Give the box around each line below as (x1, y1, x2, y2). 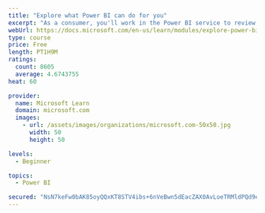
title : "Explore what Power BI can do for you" (8, 11, 168, 20)
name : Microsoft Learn (15, 99, 90, 107)
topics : (8, 171, 34, 180)
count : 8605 (15, 63, 55, 71)
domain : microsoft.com (15, 106, 90, 114)
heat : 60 (8, 77, 37, 85)
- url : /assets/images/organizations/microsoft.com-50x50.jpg (22, 121, 231, 129)
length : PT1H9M (8, 48, 58, 56)
